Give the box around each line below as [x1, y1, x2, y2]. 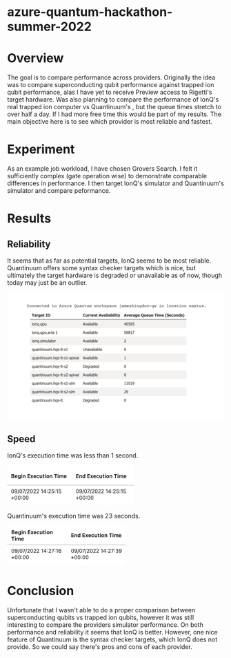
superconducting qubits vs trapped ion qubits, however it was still [7, 613, 194, 622]
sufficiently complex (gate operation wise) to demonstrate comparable [7, 172, 208, 180]
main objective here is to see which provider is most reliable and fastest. [7, 117, 212, 126]
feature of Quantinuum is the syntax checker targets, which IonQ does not [7, 635, 218, 643]
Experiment [7, 142, 75, 158]
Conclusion [7, 583, 74, 599]
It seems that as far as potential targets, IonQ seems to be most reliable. [7, 256, 212, 265]
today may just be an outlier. [7, 279, 88, 287]
